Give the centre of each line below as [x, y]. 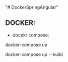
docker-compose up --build [34, 54]
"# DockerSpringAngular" [32, 7]
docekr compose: [31, 35]
